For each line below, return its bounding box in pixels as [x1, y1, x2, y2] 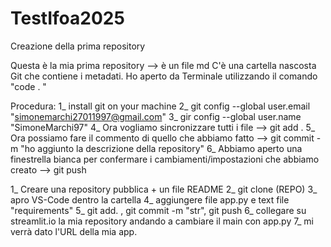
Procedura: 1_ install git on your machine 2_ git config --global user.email [10, 100, 311, 112]
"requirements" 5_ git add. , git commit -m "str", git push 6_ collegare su [10, 204, 307, 216]
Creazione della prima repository [10, 40, 146, 52]
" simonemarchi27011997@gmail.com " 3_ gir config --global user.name [10, 110, 302, 122]
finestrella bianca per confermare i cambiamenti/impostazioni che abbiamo [10, 153, 320, 165]
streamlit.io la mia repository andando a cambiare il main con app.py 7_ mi [10, 215, 314, 227]
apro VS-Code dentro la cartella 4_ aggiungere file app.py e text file [10, 193, 290, 206]
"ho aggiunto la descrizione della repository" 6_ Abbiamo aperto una [20, 142, 303, 154]
